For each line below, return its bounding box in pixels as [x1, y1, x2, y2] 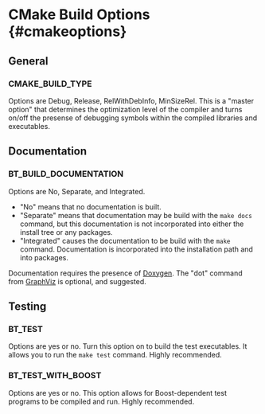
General [8, 54, 49, 68]
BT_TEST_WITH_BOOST [8, 370, 102, 381]
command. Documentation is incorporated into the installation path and [19, 244, 253, 254]
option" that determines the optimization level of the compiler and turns [8, 104, 243, 114]
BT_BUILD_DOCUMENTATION [8, 169, 124, 180]
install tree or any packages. [19, 227, 113, 236]
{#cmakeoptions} [8, 22, 127, 41]
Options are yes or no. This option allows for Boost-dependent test [8, 388, 228, 397]
